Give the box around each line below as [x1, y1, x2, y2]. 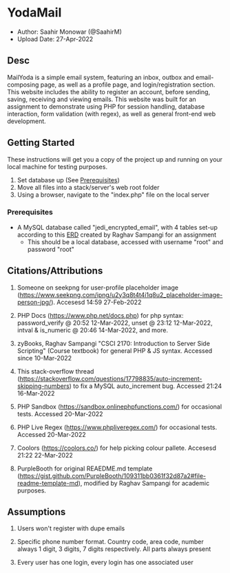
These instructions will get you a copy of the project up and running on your [7, 155, 222, 163]
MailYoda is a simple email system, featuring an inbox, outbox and [7, 73, 195, 81]
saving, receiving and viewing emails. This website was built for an [7, 95, 196, 103]
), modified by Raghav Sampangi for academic [78, 479, 210, 487]
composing [7, 80, 39, 89]
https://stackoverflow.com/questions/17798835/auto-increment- [19, 374, 202, 382]
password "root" [27, 245, 74, 253]
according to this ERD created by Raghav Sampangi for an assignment [17, 230, 217, 239]
